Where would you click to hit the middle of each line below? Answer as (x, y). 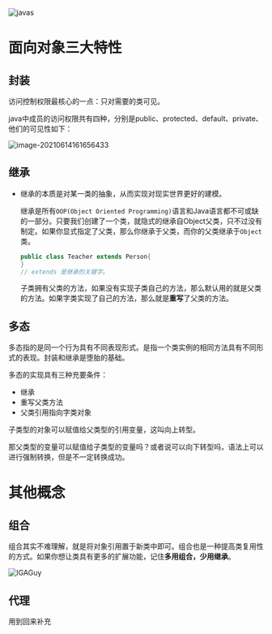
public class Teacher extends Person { (85, 257)
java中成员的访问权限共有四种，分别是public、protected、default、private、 (136, 119)
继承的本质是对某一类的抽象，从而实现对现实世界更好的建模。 (123, 193)
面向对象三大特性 (66, 48)
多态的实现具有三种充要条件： (58, 375)
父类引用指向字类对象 (55, 412)
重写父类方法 (41, 403)
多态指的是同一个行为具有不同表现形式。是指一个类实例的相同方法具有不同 (132, 347)
